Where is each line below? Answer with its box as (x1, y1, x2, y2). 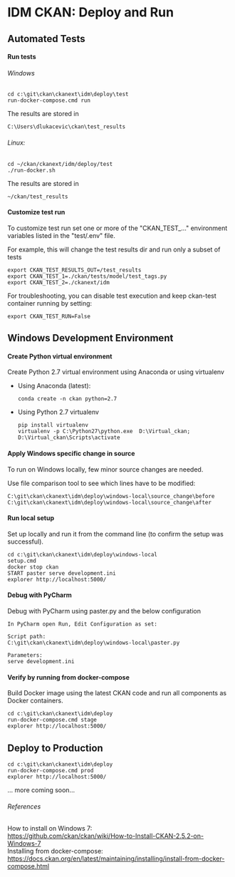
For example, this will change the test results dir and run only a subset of (7, 245, 221, 254)
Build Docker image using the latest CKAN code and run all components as (7, 689, 226, 697)
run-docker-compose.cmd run (7, 97, 91, 104)
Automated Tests (7, 33, 85, 45)
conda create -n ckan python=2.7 (17, 395, 117, 403)
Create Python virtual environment (7, 352, 113, 360)
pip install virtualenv (17, 422, 89, 429)
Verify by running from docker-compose (7, 673, 130, 681)
